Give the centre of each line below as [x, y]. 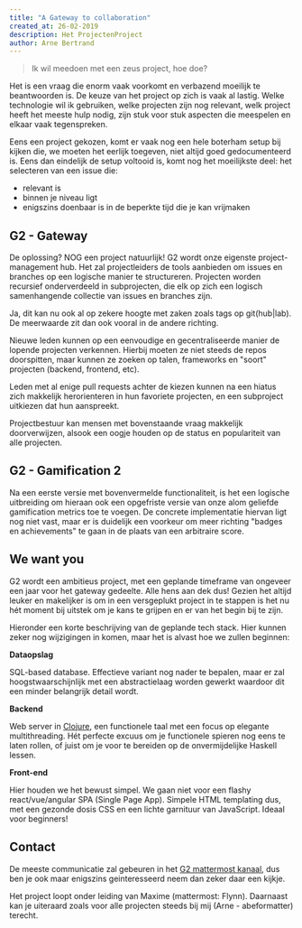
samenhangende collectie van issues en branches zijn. [111, 296]
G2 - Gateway [49, 236]
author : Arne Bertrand [52, 43]
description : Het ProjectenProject [76, 34]
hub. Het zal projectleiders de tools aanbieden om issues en [171, 267]
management [34, 267]
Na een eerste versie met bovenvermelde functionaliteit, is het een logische [150, 492]
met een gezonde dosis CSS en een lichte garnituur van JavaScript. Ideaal [147, 809]
